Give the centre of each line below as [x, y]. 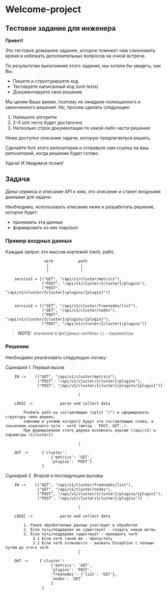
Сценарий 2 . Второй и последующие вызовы [54, 475]
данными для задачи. [29, 197]
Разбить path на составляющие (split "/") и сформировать [86, 413]
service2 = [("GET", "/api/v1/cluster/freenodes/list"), [76, 306]
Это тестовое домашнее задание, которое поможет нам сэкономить [80, 50]
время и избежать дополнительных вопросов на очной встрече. [76, 56]
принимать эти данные [38, 222]
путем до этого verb [27, 548]
